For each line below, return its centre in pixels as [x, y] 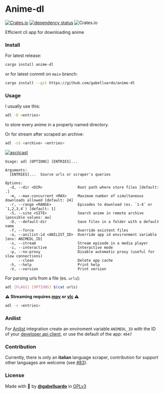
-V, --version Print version [58, 269]
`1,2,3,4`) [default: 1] [30, 209]
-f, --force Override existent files [69, 230]
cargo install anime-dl [29, 65]
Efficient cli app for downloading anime [45, 32]
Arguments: [16, 170]
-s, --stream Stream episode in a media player [79, 243]
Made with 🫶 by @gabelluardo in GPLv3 [46, 386]
